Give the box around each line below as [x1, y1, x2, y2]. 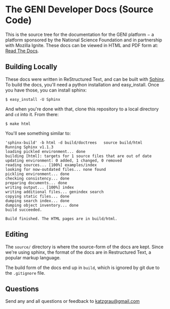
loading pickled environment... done [5, 149, 86, 154]
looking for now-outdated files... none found [5, 167, 106, 172]
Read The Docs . [5, 48, 39, 54]
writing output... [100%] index [5, 185, 74, 190]
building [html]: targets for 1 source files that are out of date [5, 153, 152, 159]
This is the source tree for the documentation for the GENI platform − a [5, 31, 154, 37]
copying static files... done [5, 193, 70, 199]
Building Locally [5, 62, 58, 71]
